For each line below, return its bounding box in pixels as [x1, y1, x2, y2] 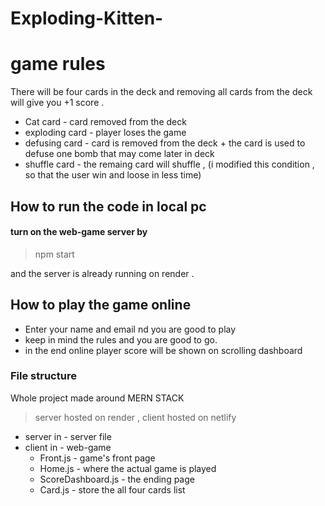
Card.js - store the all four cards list [39, 483, 186, 496]
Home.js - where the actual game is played [39, 462, 217, 474]
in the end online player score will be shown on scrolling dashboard [24, 344, 303, 356]
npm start [34, 248, 75, 260]
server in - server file [24, 430, 112, 442]
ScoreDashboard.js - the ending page [39, 473, 195, 485]
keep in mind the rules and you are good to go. [24, 333, 218, 346]
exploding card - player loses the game [24, 127, 187, 139]
